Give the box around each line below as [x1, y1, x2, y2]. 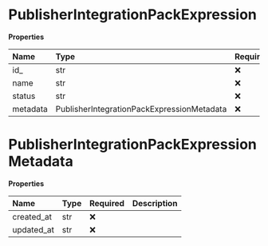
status [12, 90, 36, 101]
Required [89, 197, 125, 208]
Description [132, 197, 178, 208]
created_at [12, 211, 53, 222]
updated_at [12, 224, 54, 235]
